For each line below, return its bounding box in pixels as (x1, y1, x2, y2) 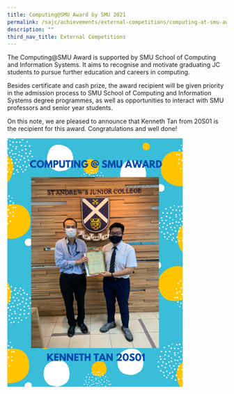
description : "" (7, 26, 54, 33)
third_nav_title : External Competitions (7, 33, 127, 40)
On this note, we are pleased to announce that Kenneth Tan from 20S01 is (7, 117, 219, 125)
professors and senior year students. (7, 104, 114, 112)
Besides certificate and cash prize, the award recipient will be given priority (7, 81, 224, 90)
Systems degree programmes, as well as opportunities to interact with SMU (7, 96, 224, 104)
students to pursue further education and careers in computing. (7, 68, 190, 77)
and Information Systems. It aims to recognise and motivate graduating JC (7, 61, 221, 69)
